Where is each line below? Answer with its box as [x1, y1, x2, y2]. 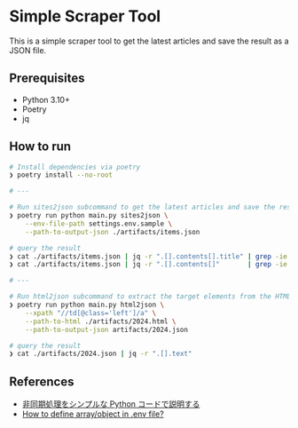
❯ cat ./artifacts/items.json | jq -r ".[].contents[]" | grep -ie [9, 260, 288, 269]
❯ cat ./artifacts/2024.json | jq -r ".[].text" [9, 349, 192, 359]
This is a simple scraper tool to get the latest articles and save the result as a [9, 36, 290, 46]
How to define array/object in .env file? [21, 408, 164, 419]
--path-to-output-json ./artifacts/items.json [25, 227, 200, 236]
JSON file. [9, 44, 47, 55]
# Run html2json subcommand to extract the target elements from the [9, 292, 272, 301]
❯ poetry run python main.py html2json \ [9, 300, 165, 310]
